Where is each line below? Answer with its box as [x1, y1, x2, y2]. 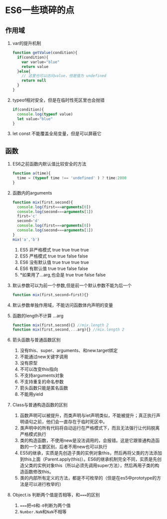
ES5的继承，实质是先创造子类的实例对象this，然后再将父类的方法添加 [19, 450, 162, 456]
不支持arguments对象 [19, 372, 64, 378]
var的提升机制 [12, 40, 41, 46]
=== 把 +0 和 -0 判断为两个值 [19, 502, 71, 508]
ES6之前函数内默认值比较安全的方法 [12, 161, 86, 167]
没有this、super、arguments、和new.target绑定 [19, 347, 118, 353]
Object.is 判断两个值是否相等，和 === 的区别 [12, 492, 100, 498]
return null [21, 78, 46, 83]
